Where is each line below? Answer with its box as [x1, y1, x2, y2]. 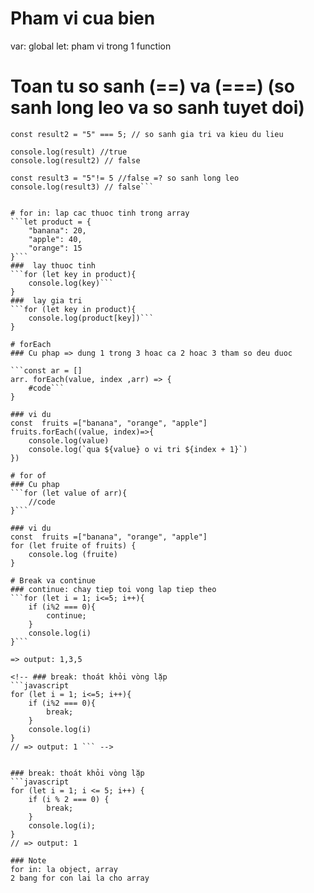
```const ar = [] [10, 365, 83, 376]
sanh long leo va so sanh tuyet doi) [10, 97, 305, 119]
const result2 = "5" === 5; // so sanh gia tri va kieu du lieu [10, 129, 284, 139]
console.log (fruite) [28, 549, 118, 559]
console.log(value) [28, 435, 110, 446]
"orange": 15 [28, 243, 83, 253]
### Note [10, 855, 47, 866]
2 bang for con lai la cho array [10, 873, 150, 883]
